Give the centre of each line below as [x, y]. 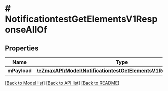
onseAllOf [26, 30]
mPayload [20, 71]
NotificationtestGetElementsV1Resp [81, 19]
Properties [22, 48]
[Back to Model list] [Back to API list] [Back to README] [62, 83]
